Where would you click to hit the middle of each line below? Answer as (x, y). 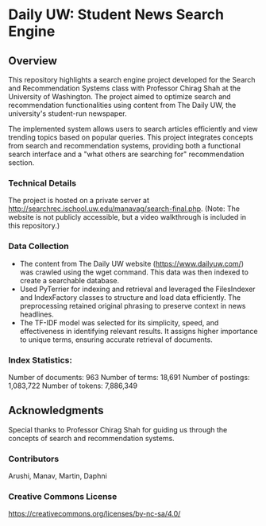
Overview (33, 61)
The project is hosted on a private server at (79, 201)
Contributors (34, 459)
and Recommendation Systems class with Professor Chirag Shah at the (124, 88)
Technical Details (42, 182)
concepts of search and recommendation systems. (91, 438)
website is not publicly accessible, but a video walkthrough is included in (127, 217)
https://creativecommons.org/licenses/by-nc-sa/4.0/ (94, 514)
